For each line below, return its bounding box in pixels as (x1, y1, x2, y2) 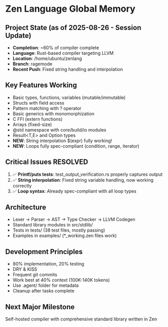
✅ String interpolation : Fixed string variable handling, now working (12, 177, 154, 183)
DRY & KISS (12, 266, 38, 272)
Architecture (5, 203, 47, 212)
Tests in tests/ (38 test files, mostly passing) (12, 227, 106, 234)
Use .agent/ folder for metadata (12, 282, 79, 288)
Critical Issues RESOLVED (5, 158, 88, 167)
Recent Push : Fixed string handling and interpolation (12, 67, 123, 72)
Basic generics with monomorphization (12, 110, 95, 117)
